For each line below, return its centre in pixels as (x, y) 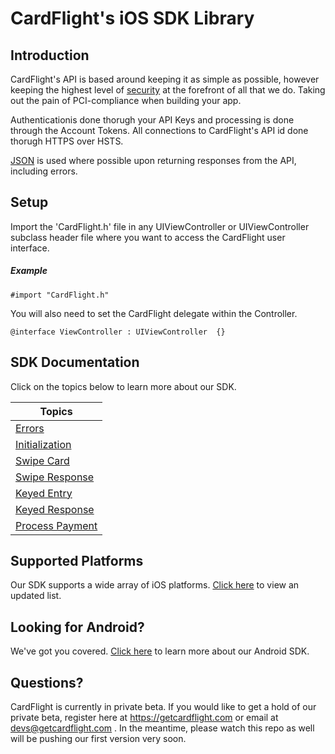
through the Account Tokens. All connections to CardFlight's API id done (159, 130)
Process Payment (56, 525)
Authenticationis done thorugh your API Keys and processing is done (152, 120)
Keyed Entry (44, 493)
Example (29, 271)
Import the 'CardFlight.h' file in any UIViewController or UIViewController (160, 226)
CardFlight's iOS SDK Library (132, 18)
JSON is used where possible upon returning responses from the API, (153, 160)
